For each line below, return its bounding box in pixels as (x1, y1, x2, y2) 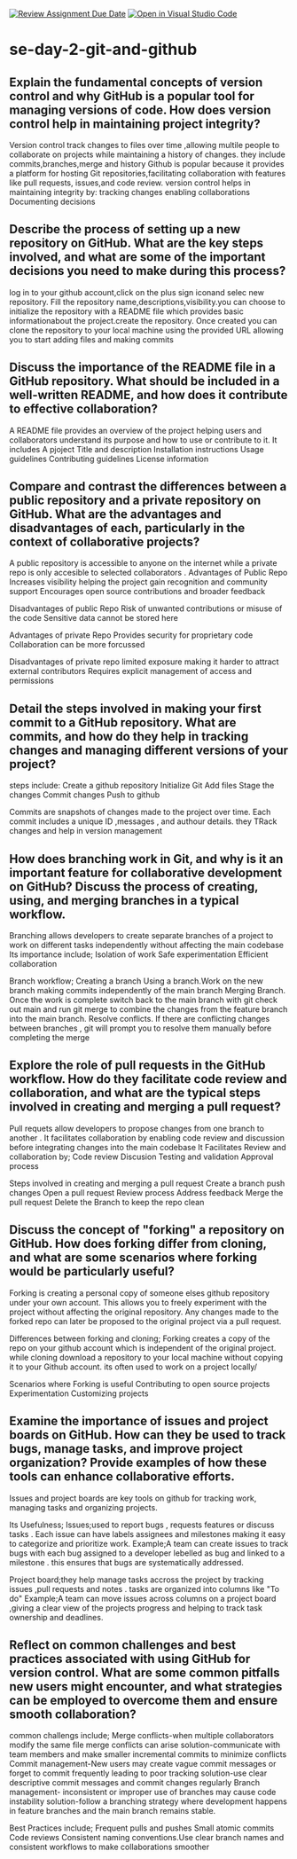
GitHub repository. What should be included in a (9, 373, 280, 389)
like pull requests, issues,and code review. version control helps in (9, 177, 251, 188)
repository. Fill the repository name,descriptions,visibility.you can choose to (9, 296, 285, 307)
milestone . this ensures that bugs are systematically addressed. (9, 1557, 244, 1567)
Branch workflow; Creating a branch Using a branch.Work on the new (9, 976, 263, 986)
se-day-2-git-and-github (9, 40, 198, 59)
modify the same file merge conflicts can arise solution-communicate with (9, 1739, 281, 1751)
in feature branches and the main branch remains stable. (9, 1806, 216, 1816)
